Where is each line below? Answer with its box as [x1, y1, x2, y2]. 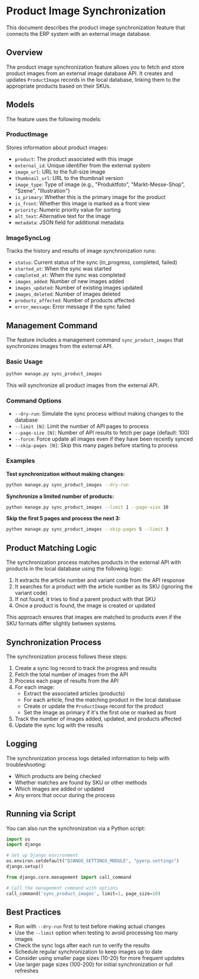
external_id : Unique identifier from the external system [14, 162, 151, 169]
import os [6, 836, 31, 842]
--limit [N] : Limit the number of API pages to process [14, 423, 149, 430]
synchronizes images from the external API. [6, 342, 113, 349]
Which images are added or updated [14, 785, 105, 792]
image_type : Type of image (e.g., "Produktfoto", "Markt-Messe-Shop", [14, 181, 185, 188]
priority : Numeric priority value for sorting [14, 206, 121, 213]
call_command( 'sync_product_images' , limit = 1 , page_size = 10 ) [6, 890, 161, 897]
